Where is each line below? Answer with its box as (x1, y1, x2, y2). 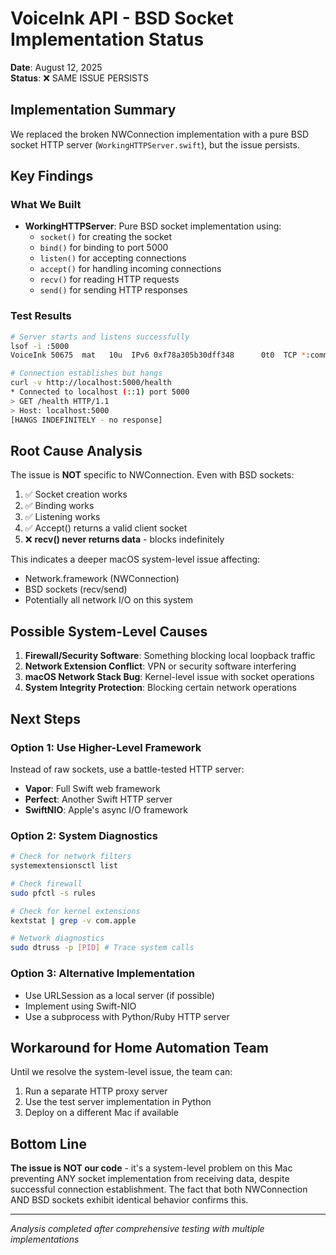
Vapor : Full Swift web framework (24, 782, 161, 794)
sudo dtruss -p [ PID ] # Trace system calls (10, 943, 195, 953)
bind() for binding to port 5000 (39, 242, 169, 254)
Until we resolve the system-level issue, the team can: (10, 1066, 233, 1078)
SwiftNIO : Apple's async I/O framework (24, 803, 188, 816)
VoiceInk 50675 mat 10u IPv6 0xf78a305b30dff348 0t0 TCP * (10, 350, 307, 361)
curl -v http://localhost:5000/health (10, 378, 172, 388)
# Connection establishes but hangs (10, 368, 163, 379)
